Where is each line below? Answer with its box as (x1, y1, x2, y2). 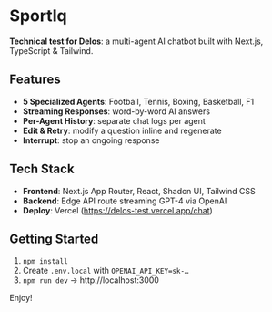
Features (9, 72, 61, 88)
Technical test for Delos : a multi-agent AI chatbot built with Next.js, (9, 36, 264, 47)
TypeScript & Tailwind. (9, 45, 94, 56)
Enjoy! (9, 293, 34, 304)
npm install (22, 257, 68, 266)
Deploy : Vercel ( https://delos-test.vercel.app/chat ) (22, 204, 214, 215)
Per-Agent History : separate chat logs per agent (22, 115, 207, 126)
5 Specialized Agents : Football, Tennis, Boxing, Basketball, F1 (22, 96, 255, 107)
